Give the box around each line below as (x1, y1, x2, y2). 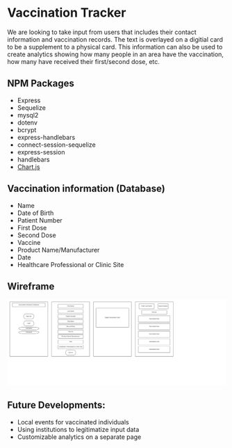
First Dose (17, 223, 47, 232)
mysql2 (17, 111, 39, 119)
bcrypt (17, 125, 37, 134)
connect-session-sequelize (17, 141, 96, 149)
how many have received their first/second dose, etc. (7, 57, 160, 65)
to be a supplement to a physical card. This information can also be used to (7, 42, 223, 51)
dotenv (17, 118, 38, 127)
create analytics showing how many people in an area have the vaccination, (7, 50, 224, 58)
